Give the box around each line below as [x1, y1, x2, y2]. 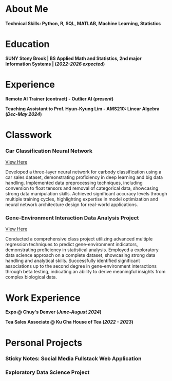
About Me [5, 3, 48, 15]
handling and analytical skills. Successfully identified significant [5, 257, 140, 264]
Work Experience [5, 292, 81, 304]
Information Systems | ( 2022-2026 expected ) [5, 61, 105, 67]
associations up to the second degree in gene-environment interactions [5, 263, 157, 269]
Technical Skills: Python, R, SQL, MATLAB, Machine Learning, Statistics [5, 20, 161, 26]
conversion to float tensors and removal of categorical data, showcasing [5, 185, 159, 191]
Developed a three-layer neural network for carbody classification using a [5, 169, 162, 175]
